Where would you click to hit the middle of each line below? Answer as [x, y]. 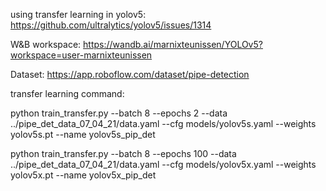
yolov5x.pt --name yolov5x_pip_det [83, 175]
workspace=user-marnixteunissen [81, 55]
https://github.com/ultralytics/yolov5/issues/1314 [111, 25]
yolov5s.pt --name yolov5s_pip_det [83, 134]
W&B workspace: [46, 44]
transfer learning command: [67, 93]
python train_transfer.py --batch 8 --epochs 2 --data [119, 113]
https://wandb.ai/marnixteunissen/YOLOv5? [173, 44]
